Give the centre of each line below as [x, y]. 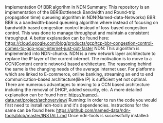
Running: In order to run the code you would [113, 100]
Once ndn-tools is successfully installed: [109, 115]
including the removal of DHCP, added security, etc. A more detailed [73, 90]
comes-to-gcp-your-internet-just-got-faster [49, 48]
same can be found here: [30, 110]
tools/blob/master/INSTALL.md [36, 115]
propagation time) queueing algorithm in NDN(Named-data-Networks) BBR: [81, 17]
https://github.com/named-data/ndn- [93, 110]
